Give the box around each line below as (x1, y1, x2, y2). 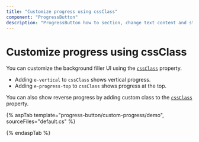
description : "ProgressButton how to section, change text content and (6, 20, 187, 25)
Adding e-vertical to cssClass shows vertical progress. (14, 76, 151, 83)
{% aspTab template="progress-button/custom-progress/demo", (6, 112, 164, 119)
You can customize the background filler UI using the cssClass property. (6, 64, 182, 72)
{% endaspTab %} (6, 130, 51, 137)
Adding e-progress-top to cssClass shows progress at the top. (14, 82, 167, 89)
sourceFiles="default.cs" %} (6, 118, 76, 125)
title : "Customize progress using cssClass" (6, 8, 118, 15)
